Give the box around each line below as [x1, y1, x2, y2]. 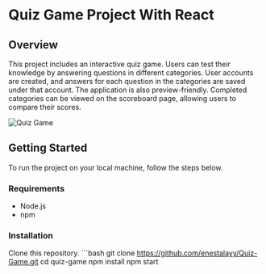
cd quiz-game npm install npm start [39, 257, 159, 267]
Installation [8, 230, 54, 242]
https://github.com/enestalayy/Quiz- [136, 248, 258, 258]
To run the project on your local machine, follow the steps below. [8, 162, 223, 172]
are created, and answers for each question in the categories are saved [8, 77, 246, 86]
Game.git [8, 257, 39, 267]
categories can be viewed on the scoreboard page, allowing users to [8, 94, 236, 103]
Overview [8, 38, 59, 52]
